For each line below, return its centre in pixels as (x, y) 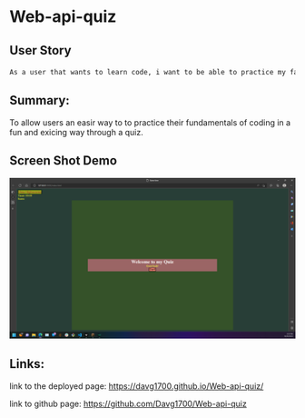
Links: (27, 364)
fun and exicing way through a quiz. (76, 132)
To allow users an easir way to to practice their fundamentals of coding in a (150, 122)
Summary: (39, 100)
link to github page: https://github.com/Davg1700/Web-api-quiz (128, 403)
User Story (40, 50)
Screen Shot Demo (64, 161)
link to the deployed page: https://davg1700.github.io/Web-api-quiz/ (137, 386)
